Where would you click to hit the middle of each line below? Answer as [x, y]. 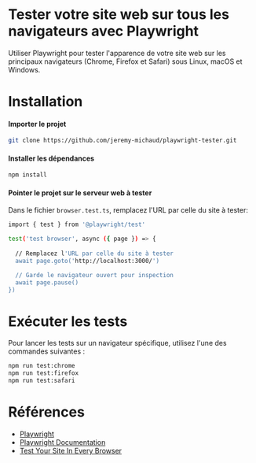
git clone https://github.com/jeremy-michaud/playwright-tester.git [123, 141]
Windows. [24, 69]
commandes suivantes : [47, 351]
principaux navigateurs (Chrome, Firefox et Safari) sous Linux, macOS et [125, 61]
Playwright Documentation [62, 442]
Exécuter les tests [68, 321]
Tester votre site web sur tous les [119, 15]
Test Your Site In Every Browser [71, 450]
